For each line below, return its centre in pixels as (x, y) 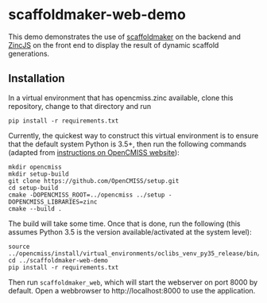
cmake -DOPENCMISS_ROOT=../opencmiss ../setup (87, 195)
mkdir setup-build (39, 174)
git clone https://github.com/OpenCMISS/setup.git (94, 181)
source (19, 247)
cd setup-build (33, 188)
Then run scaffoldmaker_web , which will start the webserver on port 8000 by (133, 282)
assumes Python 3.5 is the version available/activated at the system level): (130, 231)
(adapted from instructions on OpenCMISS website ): (94, 152)
